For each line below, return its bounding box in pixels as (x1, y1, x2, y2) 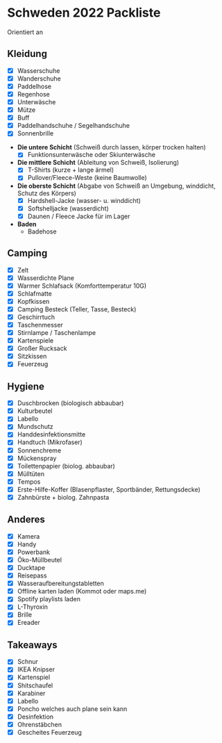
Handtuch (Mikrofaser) (17, 438, 83, 446)
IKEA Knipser (17, 665, 55, 673)
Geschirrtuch (17, 313, 55, 321)
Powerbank (17, 548, 51, 556)
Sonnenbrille (17, 129, 54, 138)
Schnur (17, 658, 38, 666)
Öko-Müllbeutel (17, 555, 62, 564)
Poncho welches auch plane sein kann (17, 704, 128, 713)
